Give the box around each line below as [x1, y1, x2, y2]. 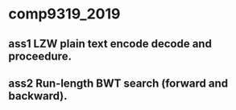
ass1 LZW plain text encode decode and [8, 37, 212, 51]
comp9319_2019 [8, 5, 121, 23]
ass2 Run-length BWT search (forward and [8, 76, 228, 90]
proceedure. [8, 49, 72, 63]
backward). [8, 89, 68, 103]
